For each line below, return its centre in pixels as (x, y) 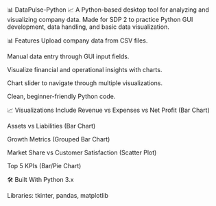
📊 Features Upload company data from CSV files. (77, 41)
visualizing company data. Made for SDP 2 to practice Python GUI (100, 20)
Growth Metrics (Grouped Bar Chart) (59, 139)
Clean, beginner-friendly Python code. (61, 96)
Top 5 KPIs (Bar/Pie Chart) (44, 166)
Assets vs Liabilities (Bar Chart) (51, 126)
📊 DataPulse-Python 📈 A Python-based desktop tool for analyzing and (108, 10)
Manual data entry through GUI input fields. (68, 56)
